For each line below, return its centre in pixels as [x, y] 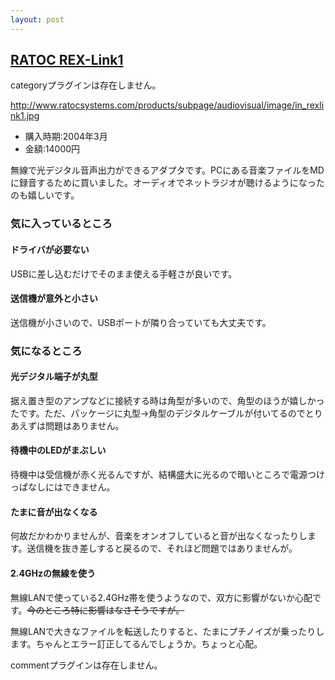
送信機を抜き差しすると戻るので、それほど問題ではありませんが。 [162, 548]
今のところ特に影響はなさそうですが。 [105, 610]
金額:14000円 [52, 149]
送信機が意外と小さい [54, 298]
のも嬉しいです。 [45, 195]
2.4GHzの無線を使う [53, 573]
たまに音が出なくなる [54, 512]
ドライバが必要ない [50, 249]
